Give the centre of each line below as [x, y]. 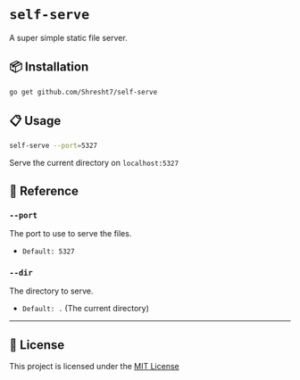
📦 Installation [49, 67]
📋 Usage [35, 121]
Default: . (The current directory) [86, 309]
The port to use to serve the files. [71, 233]
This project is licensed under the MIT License [95, 367]
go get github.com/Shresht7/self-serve [83, 92]
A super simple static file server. [68, 37]
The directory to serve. [51, 291]
